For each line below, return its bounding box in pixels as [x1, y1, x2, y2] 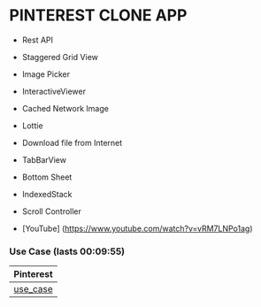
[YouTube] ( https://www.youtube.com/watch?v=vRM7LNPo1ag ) [21, 223, 254, 234]
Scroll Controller [21, 205, 82, 217]
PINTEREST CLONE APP [9, 5, 188, 26]
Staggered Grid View [21, 51, 99, 62]
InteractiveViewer [21, 86, 87, 96]
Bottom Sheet [21, 172, 73, 182]
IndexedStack [21, 188, 73, 199]
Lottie [21, 120, 43, 131]
